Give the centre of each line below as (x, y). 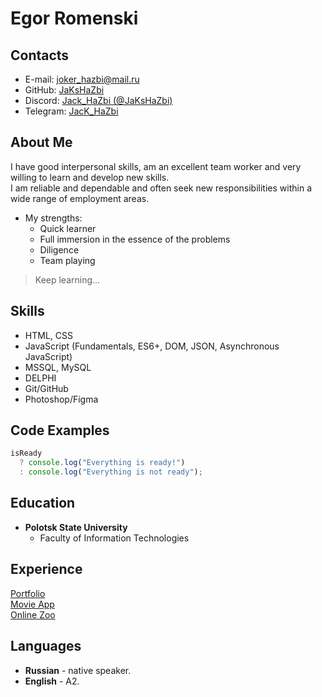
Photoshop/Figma (61, 399)
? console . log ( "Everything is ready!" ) (102, 463)
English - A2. (52, 681)
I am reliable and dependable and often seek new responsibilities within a (161, 188)
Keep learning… (67, 279)
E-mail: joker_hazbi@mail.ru (82, 79)
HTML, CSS (48, 335)
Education (43, 503)
